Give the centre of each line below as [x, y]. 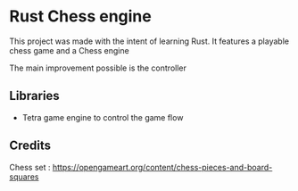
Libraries [34, 96]
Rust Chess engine [80, 17]
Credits [30, 146]
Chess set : [30, 167]
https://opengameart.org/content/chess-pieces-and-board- [162, 167]
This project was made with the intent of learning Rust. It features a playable [149, 41]
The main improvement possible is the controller [98, 68]
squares [24, 177]
